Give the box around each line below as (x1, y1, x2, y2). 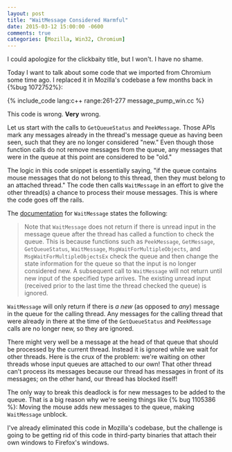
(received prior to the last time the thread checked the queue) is (24, 281, 207, 290)
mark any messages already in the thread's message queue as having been (7, 131, 223, 139)
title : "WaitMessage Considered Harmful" (7, 17, 129, 24)
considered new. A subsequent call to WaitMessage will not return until (24, 267, 223, 275)
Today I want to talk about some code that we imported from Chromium (7, 69, 211, 77)
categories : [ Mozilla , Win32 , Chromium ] (7, 36, 126, 43)
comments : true (7, 29, 51, 37)
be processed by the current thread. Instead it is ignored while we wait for (7, 345, 218, 354)
